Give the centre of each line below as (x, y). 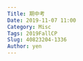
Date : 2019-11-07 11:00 (42, 20)
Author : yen (24, 46)
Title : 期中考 (26, 14)
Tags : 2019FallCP (32, 33)
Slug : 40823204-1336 (37, 40)
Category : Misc (29, 27)
